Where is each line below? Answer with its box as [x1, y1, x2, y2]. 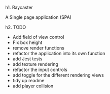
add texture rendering [12, 61, 58, 67]
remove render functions [12, 45, 65, 51]
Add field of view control [12, 34, 64, 40]
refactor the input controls [12, 66, 67, 73]
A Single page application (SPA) [5, 14, 72, 20]
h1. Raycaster [5, 5, 33, 10]
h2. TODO [5, 24, 26, 30]
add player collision [12, 83, 54, 89]
